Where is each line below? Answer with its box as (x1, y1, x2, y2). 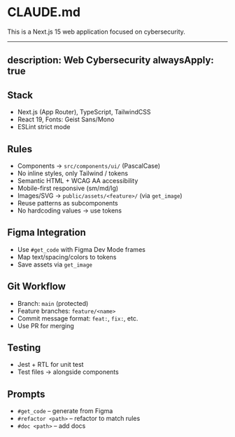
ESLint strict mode (17, 123, 71, 131)
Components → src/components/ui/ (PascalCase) (17, 161, 161, 170)
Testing (7, 342, 41, 354)
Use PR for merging (17, 321, 75, 330)
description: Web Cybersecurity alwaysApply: (7, 54, 215, 67)
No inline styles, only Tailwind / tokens (17, 169, 128, 177)
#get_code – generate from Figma (17, 407, 113, 415)
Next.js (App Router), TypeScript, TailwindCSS (17, 108, 151, 116)
